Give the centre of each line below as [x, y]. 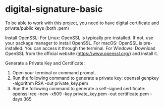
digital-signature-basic [54, 9]
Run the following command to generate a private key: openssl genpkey [85, 78]
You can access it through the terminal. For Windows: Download [90, 48]
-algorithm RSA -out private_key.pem [50, 83]
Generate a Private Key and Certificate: [45, 63]
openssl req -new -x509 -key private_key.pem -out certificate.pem [81, 94]
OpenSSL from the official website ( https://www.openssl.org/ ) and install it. [82, 53]
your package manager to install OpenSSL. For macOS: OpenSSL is [74, 43]
